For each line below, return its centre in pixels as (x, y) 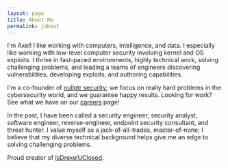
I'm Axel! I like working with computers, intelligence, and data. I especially (111, 46)
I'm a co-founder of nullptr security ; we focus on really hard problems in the (114, 88)
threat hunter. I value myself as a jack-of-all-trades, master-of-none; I (105, 130)
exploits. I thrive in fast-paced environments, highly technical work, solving (113, 60)
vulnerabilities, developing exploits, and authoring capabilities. (95, 74)
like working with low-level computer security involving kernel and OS (105, 53)
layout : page (26, 13)
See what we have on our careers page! (63, 102)
